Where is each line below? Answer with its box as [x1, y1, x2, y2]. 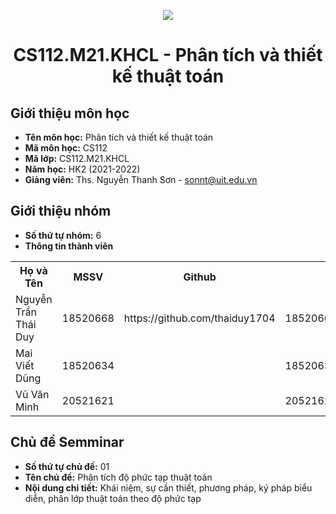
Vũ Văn [15, 387, 50, 401]
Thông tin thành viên [24, 240, 114, 252]
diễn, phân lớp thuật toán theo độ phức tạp [24, 492, 202, 504]
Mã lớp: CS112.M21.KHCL [24, 153, 130, 164]
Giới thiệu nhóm [10, 203, 112, 220]
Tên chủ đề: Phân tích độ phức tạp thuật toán [24, 471, 213, 483]
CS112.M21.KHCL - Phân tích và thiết [13, 44, 323, 67]
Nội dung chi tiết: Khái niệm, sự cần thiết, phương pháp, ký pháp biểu [24, 481, 313, 494]
